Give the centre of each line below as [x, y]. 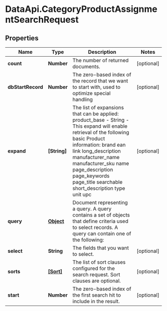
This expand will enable [100, 126]
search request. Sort [96, 274]
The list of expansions [98, 108]
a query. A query [92, 209]
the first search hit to [97, 295]
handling [83, 99]
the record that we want [100, 81]
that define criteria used [100, 221]
